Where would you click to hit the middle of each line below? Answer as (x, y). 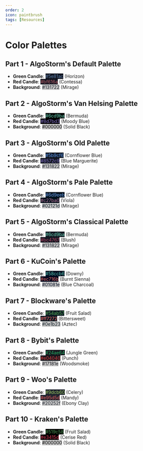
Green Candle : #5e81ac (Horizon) (49, 76)
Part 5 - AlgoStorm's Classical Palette (67, 222)
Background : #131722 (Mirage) (46, 87)
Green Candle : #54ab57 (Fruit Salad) (52, 313)
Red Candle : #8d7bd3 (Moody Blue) (51, 121)
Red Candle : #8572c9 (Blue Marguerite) (55, 161)
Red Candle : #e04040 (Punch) (46, 358)
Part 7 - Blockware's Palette (51, 301)
